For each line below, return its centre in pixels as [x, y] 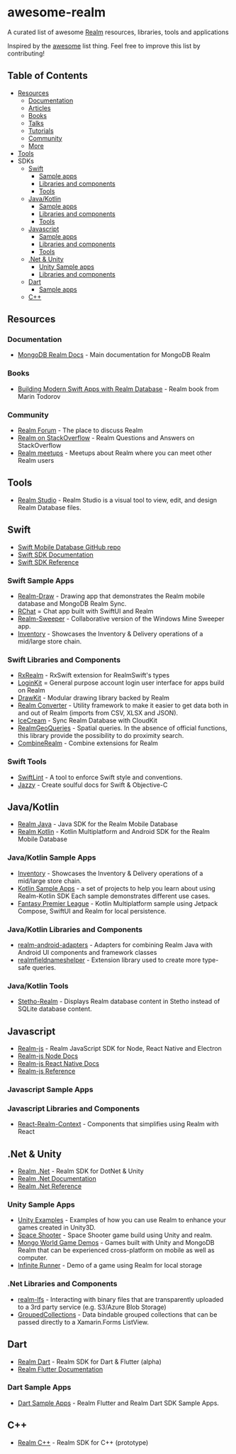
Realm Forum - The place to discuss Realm [80, 430]
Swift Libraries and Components [64, 660]
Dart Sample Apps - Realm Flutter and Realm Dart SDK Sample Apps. [118, 1403]
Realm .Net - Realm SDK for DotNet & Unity [80, 1171]
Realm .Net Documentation [57, 1179]
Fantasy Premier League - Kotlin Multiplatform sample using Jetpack [118, 903]
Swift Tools [27, 761]
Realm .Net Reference [50, 1186]
